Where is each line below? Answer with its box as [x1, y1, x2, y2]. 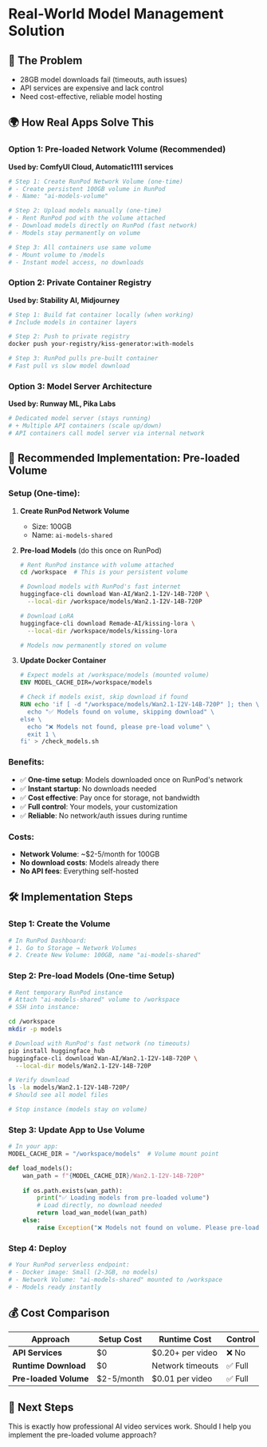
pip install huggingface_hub [8, 1047, 105, 1055]
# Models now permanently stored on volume [19, 641, 167, 650]
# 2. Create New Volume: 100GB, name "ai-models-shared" [8, 952, 202, 960]
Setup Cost [98, 1334, 142, 1345]
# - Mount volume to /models [8, 251, 105, 259]
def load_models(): [8, 1164, 73, 1172]
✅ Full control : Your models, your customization [19, 801, 178, 811]
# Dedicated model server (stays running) [8, 415, 151, 423]
